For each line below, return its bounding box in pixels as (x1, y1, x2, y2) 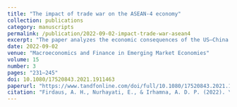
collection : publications (7, 17, 83, 24)
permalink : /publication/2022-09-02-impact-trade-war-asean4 (7, 30, 191, 37)
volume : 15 (7, 56, 39, 63)
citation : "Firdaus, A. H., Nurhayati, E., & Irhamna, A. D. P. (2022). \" (7, 89, 235, 96)
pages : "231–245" (7, 69, 59, 76)
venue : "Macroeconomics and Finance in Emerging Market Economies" (7, 50, 210, 57)
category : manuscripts (7, 23, 74, 30)
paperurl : (7, 82, 37, 89)
